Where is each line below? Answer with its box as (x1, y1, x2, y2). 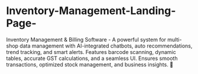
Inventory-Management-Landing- (6, 4, 176, 18)
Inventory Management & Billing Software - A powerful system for (6, 36, 167, 43)
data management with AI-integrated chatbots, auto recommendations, (20, 42, 193, 49)
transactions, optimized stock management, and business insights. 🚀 (6, 60, 173, 68)
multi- (167, 36, 182, 43)
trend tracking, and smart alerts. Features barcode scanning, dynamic (6, 48, 176, 55)
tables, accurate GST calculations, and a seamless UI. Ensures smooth (6, 55, 178, 62)
